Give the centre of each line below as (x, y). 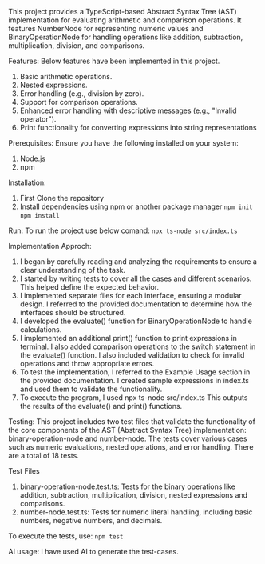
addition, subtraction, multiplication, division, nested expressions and (134, 495)
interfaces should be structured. (73, 312)
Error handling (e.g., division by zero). (82, 94)
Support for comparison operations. (79, 102)
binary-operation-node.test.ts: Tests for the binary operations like (127, 486)
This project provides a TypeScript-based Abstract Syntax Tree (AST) (123, 12)
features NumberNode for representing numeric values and (106, 28)
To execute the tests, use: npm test (66, 536)
